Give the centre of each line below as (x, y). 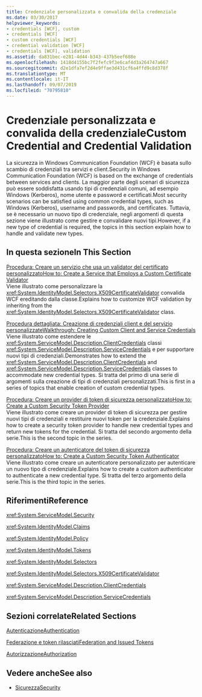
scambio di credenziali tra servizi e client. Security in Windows (84, 169)
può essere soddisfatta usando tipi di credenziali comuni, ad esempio (93, 188)
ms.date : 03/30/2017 (32, 18)
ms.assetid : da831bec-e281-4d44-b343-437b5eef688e (71, 57)
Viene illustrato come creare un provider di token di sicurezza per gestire (97, 412)
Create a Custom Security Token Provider (58, 406)
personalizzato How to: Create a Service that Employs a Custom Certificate (99, 273)
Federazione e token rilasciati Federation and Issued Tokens (80, 642)
